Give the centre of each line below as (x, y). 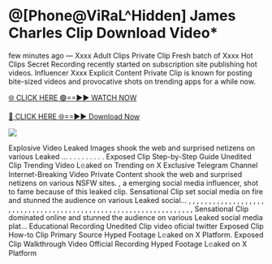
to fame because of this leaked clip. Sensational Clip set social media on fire (136, 191)
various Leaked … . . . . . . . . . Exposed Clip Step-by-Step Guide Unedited (130, 156)
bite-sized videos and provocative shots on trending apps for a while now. (132, 81)
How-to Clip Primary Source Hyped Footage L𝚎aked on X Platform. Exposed (136, 235)
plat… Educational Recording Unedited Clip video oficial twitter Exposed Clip (136, 226)
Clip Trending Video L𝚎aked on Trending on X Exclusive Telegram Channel (133, 165)
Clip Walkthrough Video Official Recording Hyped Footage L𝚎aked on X (128, 244)
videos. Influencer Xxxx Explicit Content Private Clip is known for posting (130, 72)
